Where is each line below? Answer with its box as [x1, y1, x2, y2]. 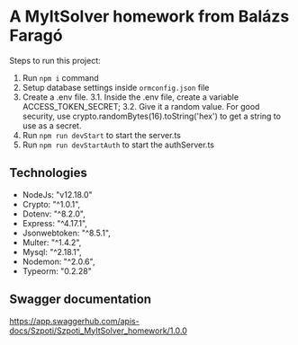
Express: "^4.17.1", [22, 217, 88, 228]
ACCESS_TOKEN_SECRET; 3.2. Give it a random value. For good [22, 101, 260, 111]
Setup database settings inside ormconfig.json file [22, 82, 210, 93]
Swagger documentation [9, 292, 151, 307]
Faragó [9, 25, 63, 46]
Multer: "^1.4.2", [22, 236, 82, 248]
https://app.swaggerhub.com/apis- [9, 315, 140, 326]
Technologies [9, 165, 88, 181]
